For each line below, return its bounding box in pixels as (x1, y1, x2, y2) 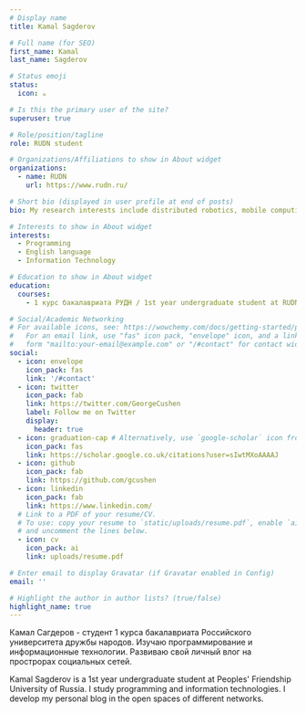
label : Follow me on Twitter (25, 408, 137, 417)
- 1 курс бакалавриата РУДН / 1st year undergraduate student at (25, 298, 280, 307)
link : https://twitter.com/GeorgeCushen (25, 399, 181, 409)
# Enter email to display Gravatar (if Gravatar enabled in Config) (9, 568, 275, 578)
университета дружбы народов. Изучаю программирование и (9, 636, 253, 648)
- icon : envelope (17, 357, 84, 366)
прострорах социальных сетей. (9, 656, 132, 667)
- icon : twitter (17, 383, 79, 392)
